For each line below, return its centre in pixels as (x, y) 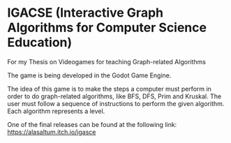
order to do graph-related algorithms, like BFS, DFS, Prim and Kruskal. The (114, 96)
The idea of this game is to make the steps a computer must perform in (109, 89)
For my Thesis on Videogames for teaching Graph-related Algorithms (106, 61)
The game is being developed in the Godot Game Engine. (89, 75)
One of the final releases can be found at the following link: (92, 124)
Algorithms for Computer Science (107, 28)
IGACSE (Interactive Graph (85, 13)
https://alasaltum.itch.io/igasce (52, 132)
